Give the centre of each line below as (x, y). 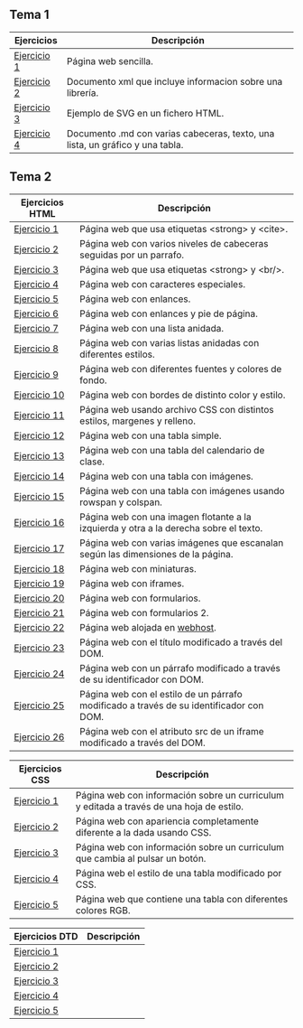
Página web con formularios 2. (144, 612)
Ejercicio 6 (36, 313)
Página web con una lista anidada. (152, 328)
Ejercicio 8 (36, 349)
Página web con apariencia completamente (167, 821)
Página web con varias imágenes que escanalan (182, 543)
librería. (83, 92)
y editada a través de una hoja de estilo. (160, 806)
